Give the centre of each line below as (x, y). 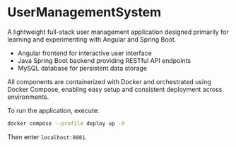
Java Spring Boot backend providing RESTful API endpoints (104, 60)
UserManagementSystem (84, 12)
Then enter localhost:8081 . (47, 137)
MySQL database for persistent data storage (82, 68)
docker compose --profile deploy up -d (66, 123)
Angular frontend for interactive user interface (84, 53)
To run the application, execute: (53, 110)
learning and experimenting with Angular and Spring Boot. (92, 39)
